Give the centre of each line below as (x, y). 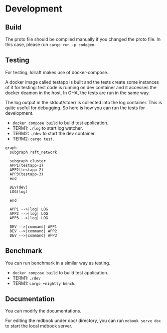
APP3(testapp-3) (27, 174)
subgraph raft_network (33, 152)
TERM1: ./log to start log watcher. (48, 128)
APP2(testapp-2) (27, 170)
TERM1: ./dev (27, 278)
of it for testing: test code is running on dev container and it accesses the (81, 87)
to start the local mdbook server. (39, 326)
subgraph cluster (28, 161)
